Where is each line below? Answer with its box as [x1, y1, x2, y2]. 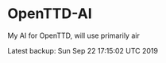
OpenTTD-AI [7, 5, 92, 23]
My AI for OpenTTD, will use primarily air [7, 31, 140, 40]
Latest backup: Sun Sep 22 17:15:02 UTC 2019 [7, 46, 158, 55]
